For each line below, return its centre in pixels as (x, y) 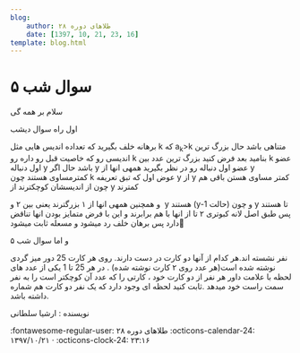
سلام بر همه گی (37, 112)
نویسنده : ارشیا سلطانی (50, 313)
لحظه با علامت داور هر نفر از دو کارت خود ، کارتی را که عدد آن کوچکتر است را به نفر (151, 276)
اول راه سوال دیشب (44, 129)
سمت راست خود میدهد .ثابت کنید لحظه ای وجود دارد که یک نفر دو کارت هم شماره (147, 286)
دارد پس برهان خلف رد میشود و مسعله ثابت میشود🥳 (97, 223)
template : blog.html (49, 43)
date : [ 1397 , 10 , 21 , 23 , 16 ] (83, 34)
